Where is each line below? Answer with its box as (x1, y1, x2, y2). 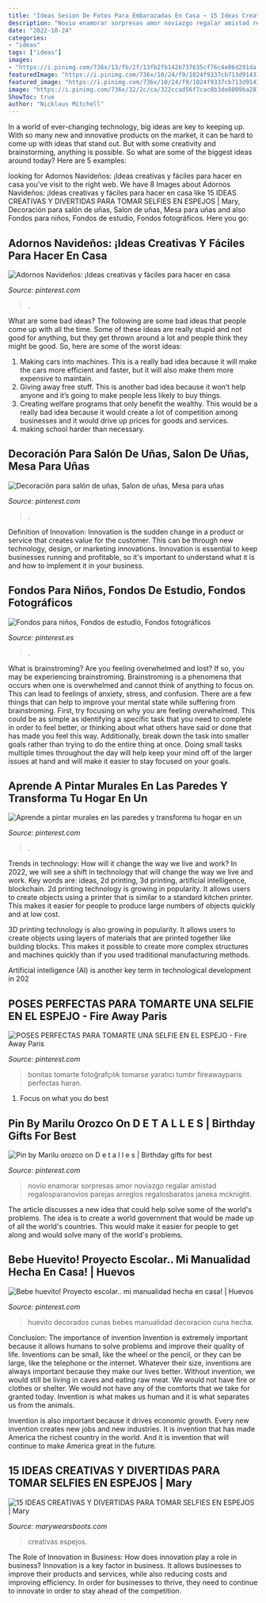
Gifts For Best (8, 1129, 77, 1142)
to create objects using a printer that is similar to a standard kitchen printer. (8, 893, 253, 902)
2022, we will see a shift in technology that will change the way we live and (8, 867, 253, 877)
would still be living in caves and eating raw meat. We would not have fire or (8, 1375, 256, 1385)
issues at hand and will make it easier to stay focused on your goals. (8, 756, 231, 766)
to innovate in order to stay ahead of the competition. (8, 1586, 182, 1595)
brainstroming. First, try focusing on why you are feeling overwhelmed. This (8, 705, 256, 715)
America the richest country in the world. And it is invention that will (8, 1432, 230, 1442)
